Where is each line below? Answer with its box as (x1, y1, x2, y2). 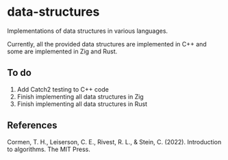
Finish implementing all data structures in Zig (16, 92, 144, 101)
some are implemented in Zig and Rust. (7, 47, 118, 55)
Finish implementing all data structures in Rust (16, 100, 148, 108)
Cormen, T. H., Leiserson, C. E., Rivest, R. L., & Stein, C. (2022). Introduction (7, 137, 222, 146)
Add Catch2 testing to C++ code (16, 85, 110, 93)
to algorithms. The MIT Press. (7, 145, 91, 153)
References (7, 120, 58, 131)
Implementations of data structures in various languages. (7, 27, 168, 35)
